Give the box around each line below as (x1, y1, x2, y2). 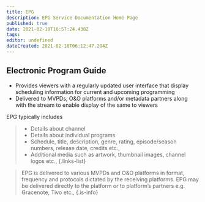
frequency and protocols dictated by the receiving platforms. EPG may (21, 175, 199, 183)
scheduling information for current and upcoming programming (15, 88, 176, 95)
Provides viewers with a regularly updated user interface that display (15, 82, 189, 89)
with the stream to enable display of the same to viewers (15, 101, 158, 109)
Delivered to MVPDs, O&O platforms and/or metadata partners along (15, 95, 188, 102)
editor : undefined (6, 37, 53, 43)
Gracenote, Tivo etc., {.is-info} (21, 189, 99, 196)
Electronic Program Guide (6, 65, 106, 76)
